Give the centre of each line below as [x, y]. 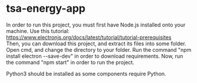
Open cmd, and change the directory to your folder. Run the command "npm [99, 49]
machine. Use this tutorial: [38, 31]
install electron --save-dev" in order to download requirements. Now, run [95, 56]
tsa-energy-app [46, 9]
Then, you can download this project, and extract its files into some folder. [96, 44]
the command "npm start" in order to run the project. [70, 62]
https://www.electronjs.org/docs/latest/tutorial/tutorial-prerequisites [89, 37]
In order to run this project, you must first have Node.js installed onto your [96, 25]
